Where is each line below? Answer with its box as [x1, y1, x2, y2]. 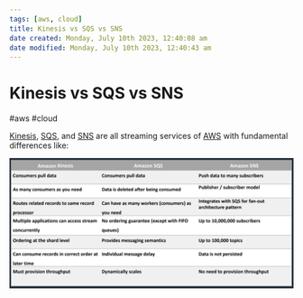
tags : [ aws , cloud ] [9, 14, 83, 23]
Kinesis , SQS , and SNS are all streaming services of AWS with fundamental [9, 131, 289, 142]
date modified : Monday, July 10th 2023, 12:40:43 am [9, 43, 212, 52]
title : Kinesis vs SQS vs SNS [9, 23, 124, 33]
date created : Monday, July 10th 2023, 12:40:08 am [9, 33, 207, 42]
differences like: [9, 140, 69, 151]
